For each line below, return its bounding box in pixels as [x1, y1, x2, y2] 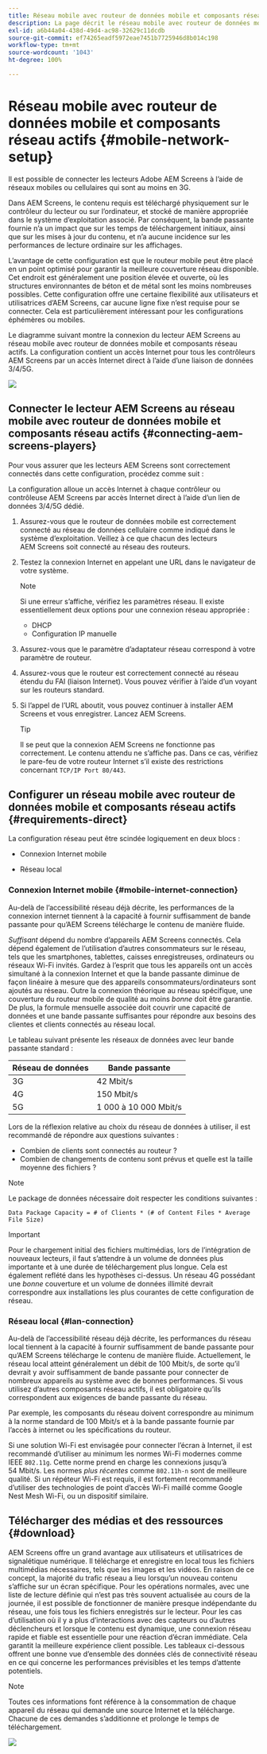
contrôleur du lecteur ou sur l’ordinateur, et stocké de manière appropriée [8, 206, 249, 215]
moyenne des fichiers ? [19, 1162, 97, 1172]
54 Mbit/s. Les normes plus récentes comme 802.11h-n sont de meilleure [8, 1466, 247, 1476]
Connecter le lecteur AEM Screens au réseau [8, 402, 235, 416]
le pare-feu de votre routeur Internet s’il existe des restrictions [19, 756, 224, 766]
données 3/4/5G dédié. [8, 501, 85, 510]
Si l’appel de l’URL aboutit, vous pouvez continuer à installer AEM [19, 700, 234, 710]
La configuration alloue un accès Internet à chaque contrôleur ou [8, 484, 221, 494]
